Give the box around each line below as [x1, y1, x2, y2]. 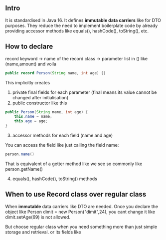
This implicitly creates [5, 79, 50, 85]
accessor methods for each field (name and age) [12, 132, 113, 138]
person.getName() [5, 166, 43, 172]
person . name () [5, 152, 35, 157]
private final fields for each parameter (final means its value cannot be [12, 89, 157, 95]
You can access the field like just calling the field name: [5, 142, 119, 148]
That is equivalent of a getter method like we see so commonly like [5, 161, 143, 167]
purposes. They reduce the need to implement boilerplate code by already [5, 22, 158, 28]
